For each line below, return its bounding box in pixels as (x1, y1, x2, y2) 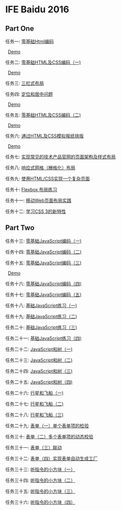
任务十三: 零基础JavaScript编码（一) (5, 238, 82, 244)
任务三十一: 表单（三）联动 (5, 444, 62, 450)
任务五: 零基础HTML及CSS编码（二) (5, 112, 81, 118)
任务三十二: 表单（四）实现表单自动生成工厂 (5, 455, 98, 461)
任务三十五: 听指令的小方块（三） (5, 488, 75, 494)
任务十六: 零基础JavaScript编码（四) (5, 280, 82, 286)
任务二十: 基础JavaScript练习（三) (5, 324, 77, 330)
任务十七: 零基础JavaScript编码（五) (5, 292, 82, 298)
